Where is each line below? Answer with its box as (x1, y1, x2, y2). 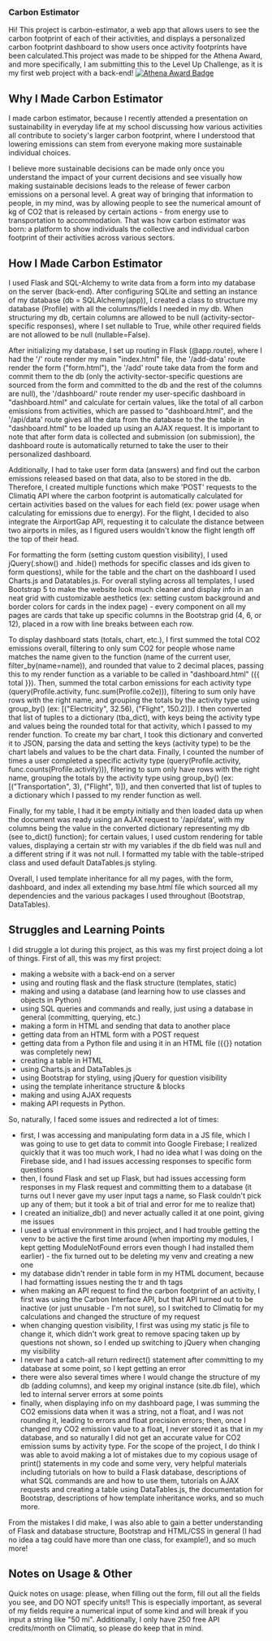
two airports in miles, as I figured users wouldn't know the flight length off (8, 525, 256, 535)
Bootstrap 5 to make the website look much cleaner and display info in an (8, 584, 254, 594)
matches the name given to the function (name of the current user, (8, 651, 231, 661)
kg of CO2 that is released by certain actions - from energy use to (8, 207, 229, 217)
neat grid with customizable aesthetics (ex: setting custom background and (8, 593, 261, 603)
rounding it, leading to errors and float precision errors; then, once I (19, 1415, 246, 1425)
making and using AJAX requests (19, 1090, 132, 1099)
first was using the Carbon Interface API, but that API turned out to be (19, 1294, 254, 1304)
